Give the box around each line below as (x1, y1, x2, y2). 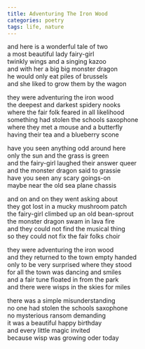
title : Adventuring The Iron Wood (7, 10, 109, 18)
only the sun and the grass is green (7, 151, 109, 160)
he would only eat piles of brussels (7, 72, 108, 81)
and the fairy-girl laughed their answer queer (7, 159, 137, 167)
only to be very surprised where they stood (7, 261, 132, 269)
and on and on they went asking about (7, 195, 118, 203)
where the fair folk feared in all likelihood (7, 108, 125, 116)
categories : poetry (7, 17, 64, 24)
